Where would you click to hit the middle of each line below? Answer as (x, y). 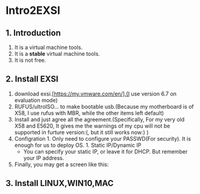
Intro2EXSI (33, 11)
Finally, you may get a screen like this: (61, 164)
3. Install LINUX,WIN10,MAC (60, 183)
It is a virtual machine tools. (48, 47)
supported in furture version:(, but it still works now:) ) (81, 132)
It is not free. (30, 60)
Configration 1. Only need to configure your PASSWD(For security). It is (102, 138)
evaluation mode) (36, 100)
